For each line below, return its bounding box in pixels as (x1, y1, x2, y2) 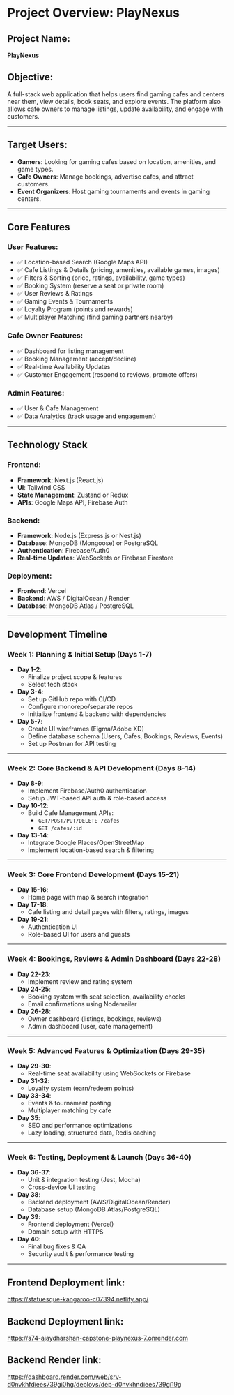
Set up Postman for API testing (27, 739, 116, 747)
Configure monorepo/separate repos (27, 702, 134, 710)
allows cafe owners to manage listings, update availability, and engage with (7, 105, 224, 113)
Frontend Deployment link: (7, 1276, 125, 1288)
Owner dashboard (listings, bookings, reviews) (27, 1014, 162, 1023)
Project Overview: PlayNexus (7, 5, 180, 21)
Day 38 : (17, 1191, 40, 1199)
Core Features (7, 221, 70, 233)
